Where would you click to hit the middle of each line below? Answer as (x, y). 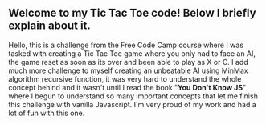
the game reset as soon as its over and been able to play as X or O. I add (128, 62)
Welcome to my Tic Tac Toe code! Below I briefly (132, 13)
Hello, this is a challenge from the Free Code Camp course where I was (126, 45)
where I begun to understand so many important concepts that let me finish (133, 96)
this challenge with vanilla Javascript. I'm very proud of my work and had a (133, 104)
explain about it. (49, 26)
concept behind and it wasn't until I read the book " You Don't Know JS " (127, 87)
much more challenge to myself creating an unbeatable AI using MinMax (128, 70)
